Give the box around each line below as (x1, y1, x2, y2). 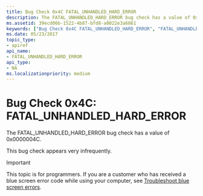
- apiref (6, 43, 28, 49)
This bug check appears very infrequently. (6, 147, 112, 154)
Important (6, 159, 31, 166)
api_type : (6, 59, 31, 65)
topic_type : (6, 37, 36, 43)
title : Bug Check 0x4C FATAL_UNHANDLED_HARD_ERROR (6, 8, 137, 15)
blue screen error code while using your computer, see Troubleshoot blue (6, 177, 190, 185)
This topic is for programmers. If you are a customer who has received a (6, 171, 186, 178)
